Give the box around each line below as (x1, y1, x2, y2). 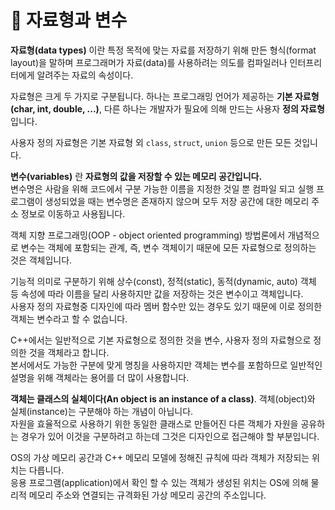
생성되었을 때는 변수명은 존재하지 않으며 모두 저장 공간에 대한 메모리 (44, 195, 310, 207)
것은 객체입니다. (10, 254, 73, 266)
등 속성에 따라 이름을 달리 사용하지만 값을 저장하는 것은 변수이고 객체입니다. (10, 287, 304, 300)
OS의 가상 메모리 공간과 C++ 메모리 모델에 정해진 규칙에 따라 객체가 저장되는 (10, 451, 310, 463)
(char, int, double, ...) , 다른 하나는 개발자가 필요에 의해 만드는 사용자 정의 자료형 (10, 102, 325, 115)
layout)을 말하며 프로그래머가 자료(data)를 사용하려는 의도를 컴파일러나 (10, 56, 288, 68)
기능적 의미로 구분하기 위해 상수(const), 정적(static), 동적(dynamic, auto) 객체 (10, 275, 317, 287)
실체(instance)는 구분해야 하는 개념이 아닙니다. (10, 405, 194, 417)
